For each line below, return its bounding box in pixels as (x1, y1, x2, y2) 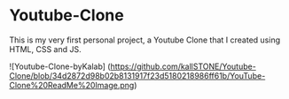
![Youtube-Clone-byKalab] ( (9, 61, 111, 72)
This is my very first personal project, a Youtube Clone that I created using (9, 34, 281, 45)
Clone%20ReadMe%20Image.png (9, 80, 135, 90)
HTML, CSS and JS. (9, 43, 82, 54)
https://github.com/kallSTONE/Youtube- (110, 61, 257, 72)
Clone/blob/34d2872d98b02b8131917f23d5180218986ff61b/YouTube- (9, 70, 266, 80)
